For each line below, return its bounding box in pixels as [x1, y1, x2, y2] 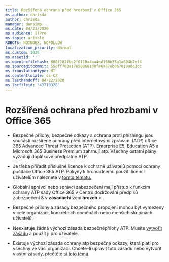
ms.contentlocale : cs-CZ [5, 73, 58, 78]
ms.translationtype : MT [5, 69, 56, 74]
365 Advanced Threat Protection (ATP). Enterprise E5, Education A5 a [12, 143, 159, 149]
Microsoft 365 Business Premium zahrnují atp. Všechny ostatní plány [12, 148, 157, 154]
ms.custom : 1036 [5, 50, 40, 55]
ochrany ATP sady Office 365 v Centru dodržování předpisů [12, 189, 138, 195]
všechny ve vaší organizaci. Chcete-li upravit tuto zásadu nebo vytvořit [12, 245, 162, 251]
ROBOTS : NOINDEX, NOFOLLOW [5, 40, 62, 46]
